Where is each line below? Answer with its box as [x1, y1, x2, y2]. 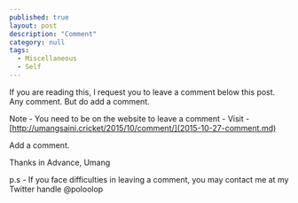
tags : [9, 46, 29, 55]
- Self [17, 63, 42, 72]
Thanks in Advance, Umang [9, 157, 111, 168]
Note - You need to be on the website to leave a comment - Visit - [9, 113, 250, 124]
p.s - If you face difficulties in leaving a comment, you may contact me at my [9, 174, 289, 184]
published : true [9, 12, 69, 22]
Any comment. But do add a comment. [9, 96, 151, 106]
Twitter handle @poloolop [9, 183, 104, 194]
